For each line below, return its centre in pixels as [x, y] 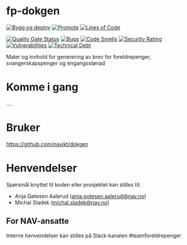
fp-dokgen [33, 11]
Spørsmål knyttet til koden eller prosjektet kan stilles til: [74, 184]
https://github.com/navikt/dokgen [47, 144]
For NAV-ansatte [38, 221]
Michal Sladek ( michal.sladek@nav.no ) [62, 202]
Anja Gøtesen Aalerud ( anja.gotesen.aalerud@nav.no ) [80, 196]
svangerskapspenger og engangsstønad [56, 63]
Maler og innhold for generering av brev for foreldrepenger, [79, 56]
